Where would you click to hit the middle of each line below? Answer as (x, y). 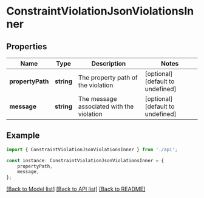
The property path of (108, 77)
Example (23, 136)
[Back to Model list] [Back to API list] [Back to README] (76, 189)
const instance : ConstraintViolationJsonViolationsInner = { (85, 160)
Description (109, 63)
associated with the (106, 106)
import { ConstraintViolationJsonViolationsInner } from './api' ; (92, 149)
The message (97, 99)
